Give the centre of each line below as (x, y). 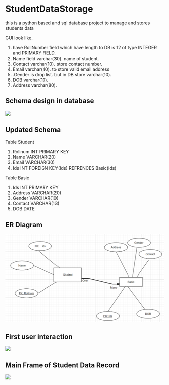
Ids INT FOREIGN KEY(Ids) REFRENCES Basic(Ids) (64, 168)
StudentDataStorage (49, 9)
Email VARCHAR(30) (34, 162)
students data (19, 28)
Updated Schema (33, 130)
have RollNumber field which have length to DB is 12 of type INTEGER (85, 47)
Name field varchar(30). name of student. (56, 58)
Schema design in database (50, 101)
